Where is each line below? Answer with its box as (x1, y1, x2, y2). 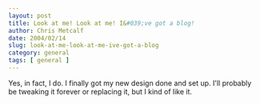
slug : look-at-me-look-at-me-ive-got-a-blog (8, 42, 159, 50)
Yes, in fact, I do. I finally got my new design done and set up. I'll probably (8, 78, 252, 88)
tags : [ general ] (8, 57, 70, 65)
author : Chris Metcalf (8, 26, 84, 34)
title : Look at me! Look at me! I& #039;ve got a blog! (8, 19, 195, 27)
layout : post (8, 11, 52, 20)
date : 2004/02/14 (8, 34, 66, 42)
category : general (8, 49, 70, 57)
